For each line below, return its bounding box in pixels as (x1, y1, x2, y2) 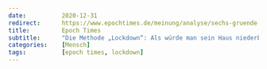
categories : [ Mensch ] (8, 41, 91, 49)
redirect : (8, 19, 41, 27)
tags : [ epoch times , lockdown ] (8, 48, 145, 56)
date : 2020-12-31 (8, 11, 98, 20)
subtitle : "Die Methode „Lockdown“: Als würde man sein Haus (8, 33, 233, 42)
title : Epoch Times (8, 26, 102, 34)
